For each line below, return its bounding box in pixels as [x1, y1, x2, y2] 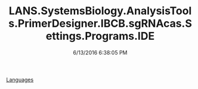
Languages [6, 76, 34, 83]
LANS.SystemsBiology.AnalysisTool [8, 4, 192, 18]
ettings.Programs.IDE [45, 30, 155, 43]
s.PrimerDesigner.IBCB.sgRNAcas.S [8, 17, 193, 30]
